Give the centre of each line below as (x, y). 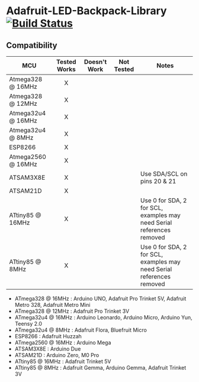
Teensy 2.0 (28, 324)
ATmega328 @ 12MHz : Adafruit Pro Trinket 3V (72, 311)
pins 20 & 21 (158, 181)
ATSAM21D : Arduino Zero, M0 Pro (57, 355)
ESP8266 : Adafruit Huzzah (48, 336)
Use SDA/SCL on (164, 174)
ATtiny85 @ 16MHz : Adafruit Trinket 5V (63, 361)
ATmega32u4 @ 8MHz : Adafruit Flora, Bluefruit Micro (81, 330)
